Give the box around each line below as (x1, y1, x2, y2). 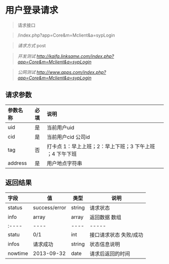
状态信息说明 (90, 240, 120, 247)
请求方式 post (17, 42, 46, 48)
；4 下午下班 (47, 150, 77, 157)
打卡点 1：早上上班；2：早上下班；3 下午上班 (47, 143, 155, 150)
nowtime (8, 249, 29, 256)
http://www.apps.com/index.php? (36, 69, 107, 75)
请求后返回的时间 (90, 250, 130, 257)
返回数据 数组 (90, 214, 122, 221)
